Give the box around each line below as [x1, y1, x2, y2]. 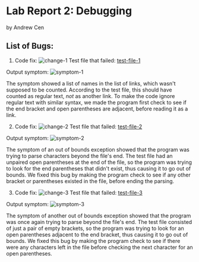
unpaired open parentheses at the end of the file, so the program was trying [6, 159, 192, 166]
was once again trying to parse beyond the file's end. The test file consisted [6, 218, 192, 225]
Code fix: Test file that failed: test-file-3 [14, 189, 143, 196]
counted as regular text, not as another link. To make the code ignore [6, 92, 175, 99]
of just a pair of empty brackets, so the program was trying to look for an [6, 225, 184, 232]
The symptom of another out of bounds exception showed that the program [6, 212, 191, 219]
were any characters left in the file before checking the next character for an [6, 244, 193, 251]
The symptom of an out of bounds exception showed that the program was [6, 146, 190, 153]
